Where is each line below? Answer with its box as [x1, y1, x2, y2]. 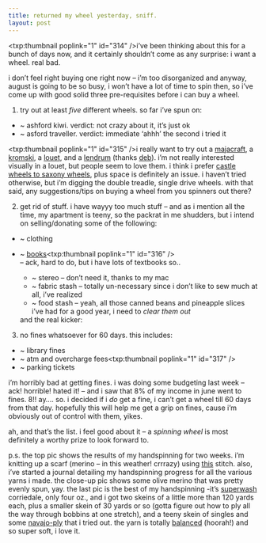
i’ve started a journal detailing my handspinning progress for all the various [8, 467, 253, 477]
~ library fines [19, 345, 66, 355]
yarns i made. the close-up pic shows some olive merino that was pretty [8, 476, 244, 485]
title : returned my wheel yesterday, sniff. [8, 11, 158, 20]
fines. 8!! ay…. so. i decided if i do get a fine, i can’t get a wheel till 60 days [8, 394, 252, 404]
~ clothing [19, 234, 53, 243]
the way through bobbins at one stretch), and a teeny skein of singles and [8, 509, 249, 518]
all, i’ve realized [31, 290, 83, 299]
